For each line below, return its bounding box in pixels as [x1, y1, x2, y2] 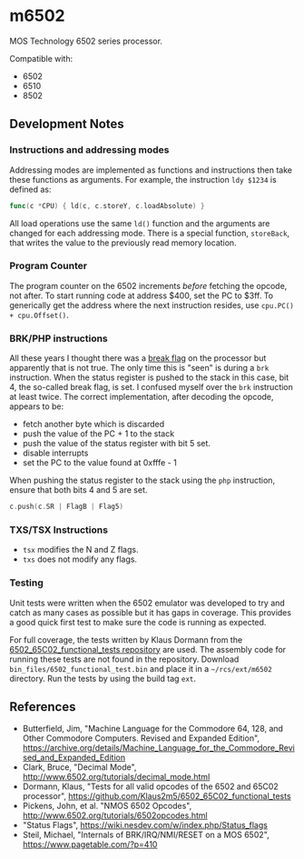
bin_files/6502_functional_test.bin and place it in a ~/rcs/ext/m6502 [9, 663, 272, 674]
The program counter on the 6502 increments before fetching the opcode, [9, 280, 288, 291]
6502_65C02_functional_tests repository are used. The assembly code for [9, 644, 287, 654]
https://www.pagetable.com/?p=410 [22, 839, 158, 850]
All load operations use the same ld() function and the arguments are [9, 217, 270, 228]
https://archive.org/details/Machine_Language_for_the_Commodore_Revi [22, 743, 295, 754]
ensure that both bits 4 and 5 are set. [9, 484, 148, 495]
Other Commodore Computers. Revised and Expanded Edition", [22, 733, 260, 744]
